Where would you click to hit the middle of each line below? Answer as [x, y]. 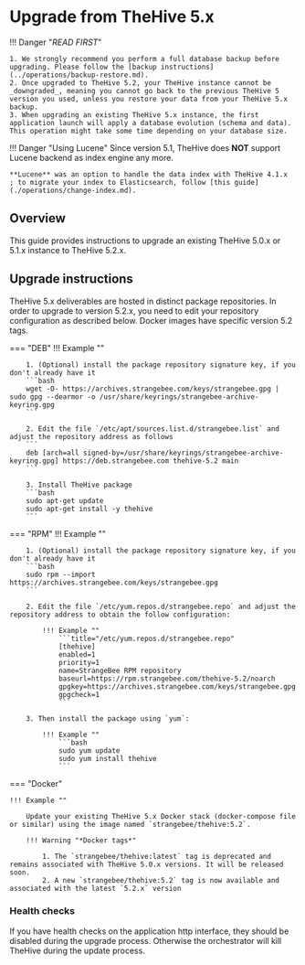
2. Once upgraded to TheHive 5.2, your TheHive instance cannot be [141, 83]
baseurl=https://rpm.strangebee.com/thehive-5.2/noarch [167, 679]
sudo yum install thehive [107, 758]
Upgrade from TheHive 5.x [112, 17]
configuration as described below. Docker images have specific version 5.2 [151, 320]
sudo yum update [89, 751]
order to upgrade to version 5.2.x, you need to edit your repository [134, 311]
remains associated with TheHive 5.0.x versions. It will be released [147, 864]
